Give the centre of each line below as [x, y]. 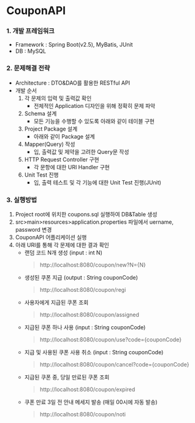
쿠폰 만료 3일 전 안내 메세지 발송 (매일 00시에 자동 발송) [91, 402]
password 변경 [33, 230]
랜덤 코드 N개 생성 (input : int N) [63, 253]
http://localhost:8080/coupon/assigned [89, 315]
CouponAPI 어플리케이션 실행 [51, 237]
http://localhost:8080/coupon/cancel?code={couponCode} [114, 365]
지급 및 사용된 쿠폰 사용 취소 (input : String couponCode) [94, 352]
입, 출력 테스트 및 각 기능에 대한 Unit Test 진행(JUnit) [97, 182]
